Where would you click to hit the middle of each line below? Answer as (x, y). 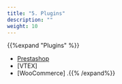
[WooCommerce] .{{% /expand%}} (66, 73)
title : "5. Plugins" (36, 13)
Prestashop (33, 59)
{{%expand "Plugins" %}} (43, 46)
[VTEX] (27, 66)
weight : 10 (22, 26)
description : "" (30, 20)
